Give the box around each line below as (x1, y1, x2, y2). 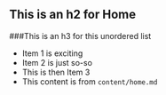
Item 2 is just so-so (21, 57, 93, 67)
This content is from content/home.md (21, 75, 158, 87)
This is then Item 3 (21, 67, 91, 77)
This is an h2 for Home (9, 7, 137, 22)
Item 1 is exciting (21, 48, 83, 59)
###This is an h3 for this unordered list (9, 30, 152, 41)
